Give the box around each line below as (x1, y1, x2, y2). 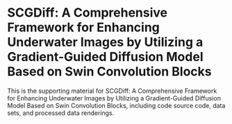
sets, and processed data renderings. (7, 109, 115, 117)
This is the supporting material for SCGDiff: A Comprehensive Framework (7, 87, 217, 95)
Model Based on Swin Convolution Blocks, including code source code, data (7, 101, 226, 109)
